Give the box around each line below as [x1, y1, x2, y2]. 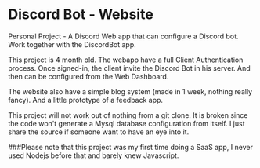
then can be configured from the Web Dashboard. [8, 71, 169, 81]
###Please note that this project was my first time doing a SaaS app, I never [8, 142, 253, 152]
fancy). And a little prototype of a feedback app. [8, 95, 163, 104]
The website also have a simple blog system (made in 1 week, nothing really [8, 86, 253, 96]
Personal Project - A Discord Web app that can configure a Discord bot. [8, 31, 239, 41]
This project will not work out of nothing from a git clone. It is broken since [8, 110, 248, 119]
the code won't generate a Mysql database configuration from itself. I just [8, 119, 245, 128]
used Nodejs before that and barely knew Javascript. [8, 151, 179, 160]
